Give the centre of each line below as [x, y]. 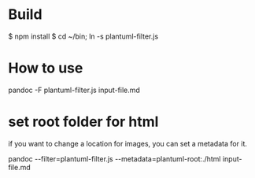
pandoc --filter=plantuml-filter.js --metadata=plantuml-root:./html [115, 158]
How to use [46, 68]
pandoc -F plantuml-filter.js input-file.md [74, 90]
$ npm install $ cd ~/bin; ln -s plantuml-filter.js [83, 36]
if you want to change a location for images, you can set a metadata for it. [128, 143]
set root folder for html [83, 122]
